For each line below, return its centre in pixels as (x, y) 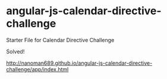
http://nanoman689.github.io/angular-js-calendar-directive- (79, 63)
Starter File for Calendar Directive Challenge (60, 40)
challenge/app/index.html (37, 69)
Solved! (15, 51)
